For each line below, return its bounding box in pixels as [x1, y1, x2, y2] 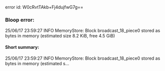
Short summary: [5, 44, 39, 50]
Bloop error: [5, 16, 34, 23]
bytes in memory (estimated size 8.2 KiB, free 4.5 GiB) [5, 33, 115, 39]
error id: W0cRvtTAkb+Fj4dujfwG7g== [5, 4, 84, 10]
